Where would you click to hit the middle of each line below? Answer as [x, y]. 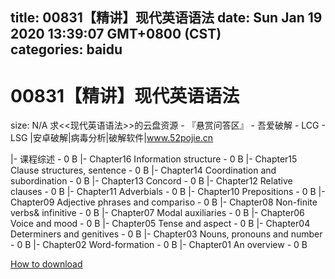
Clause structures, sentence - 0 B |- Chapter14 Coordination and [143, 170]
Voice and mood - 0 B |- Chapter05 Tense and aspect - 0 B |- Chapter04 [160, 224]
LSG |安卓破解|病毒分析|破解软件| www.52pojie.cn [112, 138]
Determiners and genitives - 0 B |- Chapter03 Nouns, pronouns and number [166, 234]
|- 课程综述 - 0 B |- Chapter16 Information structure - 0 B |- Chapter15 [154, 159]
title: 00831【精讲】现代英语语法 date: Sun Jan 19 [166, 18]
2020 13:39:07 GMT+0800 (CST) [116, 34]
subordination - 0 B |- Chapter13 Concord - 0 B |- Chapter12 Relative [151, 181]
